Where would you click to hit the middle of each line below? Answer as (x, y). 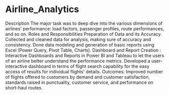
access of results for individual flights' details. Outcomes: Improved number (84, 71)
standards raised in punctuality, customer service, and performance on (79, 82)
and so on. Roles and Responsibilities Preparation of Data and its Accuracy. (83, 34)
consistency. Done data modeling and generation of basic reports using (80, 44)
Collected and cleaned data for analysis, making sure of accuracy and (78, 39)
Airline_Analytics (42, 9)
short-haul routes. (24, 87)
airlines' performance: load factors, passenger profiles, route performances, (85, 28)
